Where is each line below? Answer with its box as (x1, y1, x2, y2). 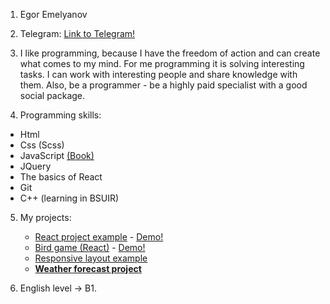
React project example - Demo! (34, 231, 164, 243)
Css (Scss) (19, 139, 65, 151)
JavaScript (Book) (19, 150, 95, 161)
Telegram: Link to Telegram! (19, 28, 136, 39)
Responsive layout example (34, 252, 148, 264)
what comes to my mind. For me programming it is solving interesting (19, 58, 305, 69)
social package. (19, 90, 86, 101)
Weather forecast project (34, 263, 142, 274)
